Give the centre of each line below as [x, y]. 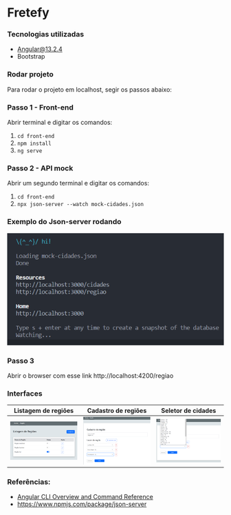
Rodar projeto [30, 74]
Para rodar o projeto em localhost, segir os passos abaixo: [89, 89]
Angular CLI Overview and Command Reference [85, 497]
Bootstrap [31, 57]
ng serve [30, 151]
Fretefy [28, 13]
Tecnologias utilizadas [46, 34]
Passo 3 [21, 361]
